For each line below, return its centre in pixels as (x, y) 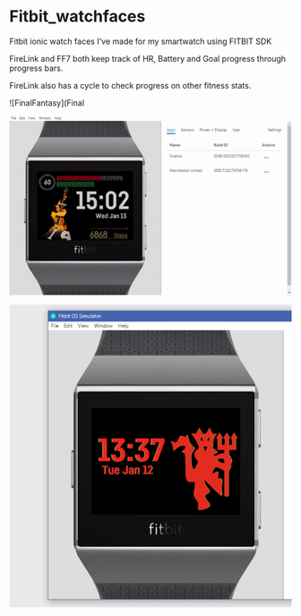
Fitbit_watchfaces (77, 17)
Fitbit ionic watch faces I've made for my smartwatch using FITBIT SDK (141, 41)
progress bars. (36, 68)
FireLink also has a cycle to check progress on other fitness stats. (130, 85)
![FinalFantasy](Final (47, 103)
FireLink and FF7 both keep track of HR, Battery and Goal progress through (148, 58)
